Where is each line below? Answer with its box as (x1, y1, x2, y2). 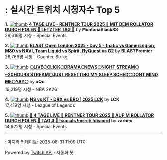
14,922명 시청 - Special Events (5, 123, 67, 129)
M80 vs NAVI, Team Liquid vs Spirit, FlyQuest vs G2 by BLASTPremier (5, 48, 153, 54)
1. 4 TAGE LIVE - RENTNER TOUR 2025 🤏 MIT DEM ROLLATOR (5, 21, 153, 27)
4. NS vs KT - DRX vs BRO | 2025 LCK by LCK (5, 96, 120, 102)
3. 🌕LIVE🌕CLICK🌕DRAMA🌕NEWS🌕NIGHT (5, 64, 116, 70)
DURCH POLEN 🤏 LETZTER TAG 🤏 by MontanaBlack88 (5, 26, 118, 32)
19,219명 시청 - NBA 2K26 (5, 86, 57, 92)
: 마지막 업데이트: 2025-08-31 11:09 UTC (5, 139, 86, 145)
